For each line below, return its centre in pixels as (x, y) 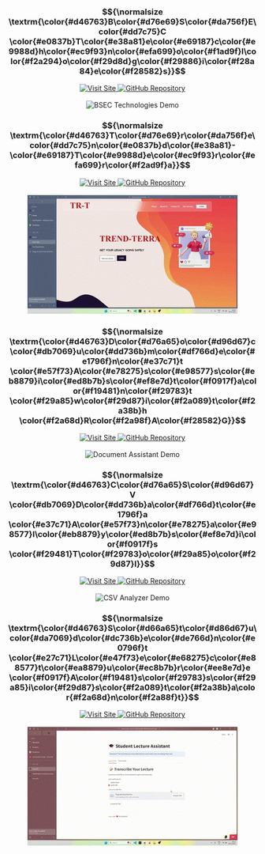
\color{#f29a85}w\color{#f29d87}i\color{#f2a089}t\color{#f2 (132, 400)
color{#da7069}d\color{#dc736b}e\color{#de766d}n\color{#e (132, 638)
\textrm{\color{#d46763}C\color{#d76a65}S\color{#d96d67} (132, 485)
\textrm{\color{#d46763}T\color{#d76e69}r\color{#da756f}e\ (132, 135)
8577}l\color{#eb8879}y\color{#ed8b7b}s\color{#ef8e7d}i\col (132, 534)
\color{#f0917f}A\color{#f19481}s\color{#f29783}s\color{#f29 (132, 678)
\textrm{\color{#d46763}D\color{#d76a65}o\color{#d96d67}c (132, 341)
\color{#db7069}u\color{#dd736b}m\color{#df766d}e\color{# (132, 351)
